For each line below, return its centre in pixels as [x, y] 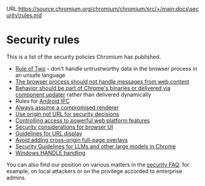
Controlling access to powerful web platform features [82, 120]
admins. [16, 177]
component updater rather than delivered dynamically [83, 95]
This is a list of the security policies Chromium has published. [84, 57]
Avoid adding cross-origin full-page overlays [72, 140]
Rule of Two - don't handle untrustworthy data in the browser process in [106, 68]
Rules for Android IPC [43, 101]
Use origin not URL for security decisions [67, 114]
